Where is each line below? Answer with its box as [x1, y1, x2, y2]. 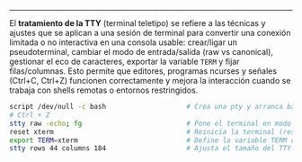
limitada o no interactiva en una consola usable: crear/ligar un [9, 37, 238, 48]
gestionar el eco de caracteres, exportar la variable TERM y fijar [9, 56, 240, 67]
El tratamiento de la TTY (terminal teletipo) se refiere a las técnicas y [9, 18, 266, 28]
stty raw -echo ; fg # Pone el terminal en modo [9, 119, 292, 128]
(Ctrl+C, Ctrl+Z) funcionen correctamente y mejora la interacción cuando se [9, 76, 291, 85]
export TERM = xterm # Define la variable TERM [9, 136, 288, 145]
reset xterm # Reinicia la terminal [9, 127, 276, 136]
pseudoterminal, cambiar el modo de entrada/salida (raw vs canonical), [9, 47, 274, 57]
